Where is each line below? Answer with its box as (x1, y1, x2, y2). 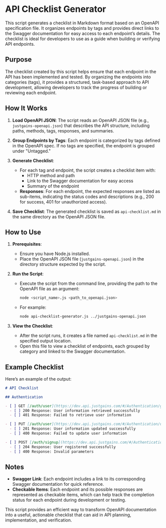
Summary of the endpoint (27, 183, 80, 189)
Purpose (5, 56, 32, 64)
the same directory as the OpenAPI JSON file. (12, 213, 106, 219)
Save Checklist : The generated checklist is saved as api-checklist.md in (12, 208, 161, 214)
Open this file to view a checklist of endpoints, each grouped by (19, 343, 150, 349)
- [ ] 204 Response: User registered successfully (9, 444, 116, 450)
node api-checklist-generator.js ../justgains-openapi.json (19, 314, 146, 319)
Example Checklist (5, 363, 64, 371)
